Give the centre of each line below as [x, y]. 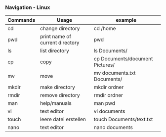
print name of [56, 37]
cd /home [105, 29]
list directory [55, 51]
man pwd [104, 103]
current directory [60, 43]
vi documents [109, 111]
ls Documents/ [110, 51]
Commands [21, 20]
